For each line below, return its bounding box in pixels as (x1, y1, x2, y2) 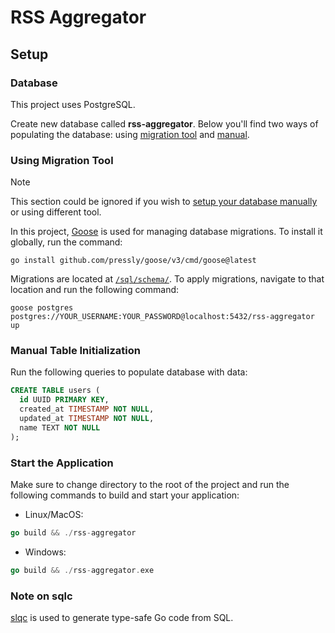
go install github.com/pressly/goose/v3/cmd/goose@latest (10, 256, 257, 266)
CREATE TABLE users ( (10, 386, 101, 396)
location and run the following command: (10, 284, 180, 296)
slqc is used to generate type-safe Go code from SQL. (10, 612, 234, 624)
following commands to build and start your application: (10, 489, 240, 501)
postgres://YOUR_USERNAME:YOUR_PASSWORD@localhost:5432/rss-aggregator (10, 312, 315, 322)
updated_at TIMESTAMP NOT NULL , (19, 414, 155, 424)
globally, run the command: (10, 236, 123, 248)
